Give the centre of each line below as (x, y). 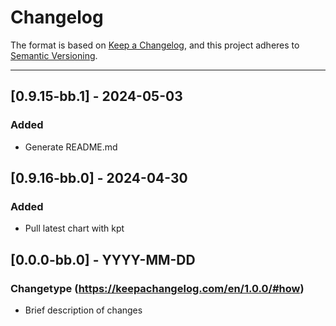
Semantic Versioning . (54, 55)
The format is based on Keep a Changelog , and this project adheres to (155, 45)
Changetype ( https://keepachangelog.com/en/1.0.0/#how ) (157, 288)
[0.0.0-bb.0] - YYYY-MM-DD (103, 259)
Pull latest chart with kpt (74, 228)
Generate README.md (71, 147)
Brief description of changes (83, 310)
